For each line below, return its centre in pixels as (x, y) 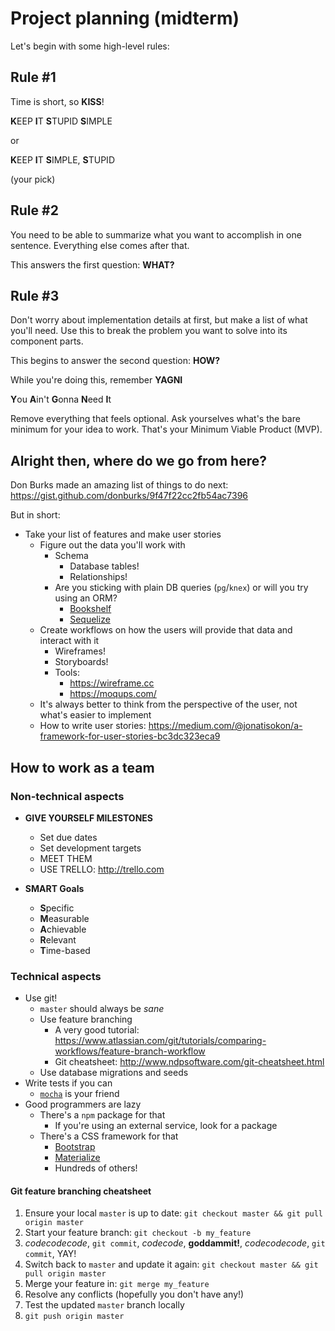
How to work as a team (82, 767)
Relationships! (98, 577)
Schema (71, 556)
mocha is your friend (79, 1094)
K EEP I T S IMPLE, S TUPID (62, 159)
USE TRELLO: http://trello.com (102, 869)
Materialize (77, 1158)
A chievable (63, 929)
